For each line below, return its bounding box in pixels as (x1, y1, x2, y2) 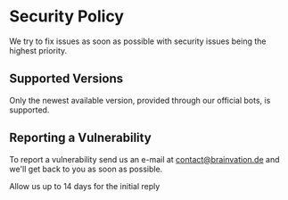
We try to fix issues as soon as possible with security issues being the (9, 36, 267, 46)
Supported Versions (9, 71, 123, 87)
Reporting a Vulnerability (9, 130, 152, 146)
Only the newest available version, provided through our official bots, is (9, 95, 271, 105)
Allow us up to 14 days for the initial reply (9, 180, 160, 191)
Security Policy (9, 6, 125, 27)
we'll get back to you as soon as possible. (9, 163, 163, 174)
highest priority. (9, 45, 68, 55)
